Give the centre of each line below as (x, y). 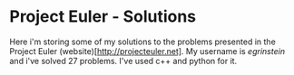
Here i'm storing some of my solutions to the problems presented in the (143, 42)
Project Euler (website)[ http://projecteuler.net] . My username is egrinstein (147, 51)
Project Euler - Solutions (103, 17)
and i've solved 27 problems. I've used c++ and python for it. (123, 61)
